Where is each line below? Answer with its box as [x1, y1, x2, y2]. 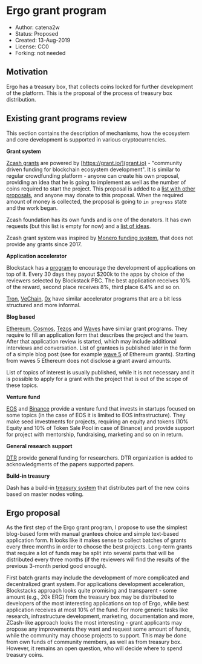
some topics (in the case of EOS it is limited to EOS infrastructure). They [6, 411, 186, 418]
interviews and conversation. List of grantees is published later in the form [6, 344, 192, 351]
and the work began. [6, 204, 58, 212]
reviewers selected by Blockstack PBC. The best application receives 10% [6, 276, 191, 284]
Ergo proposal [6, 507, 60, 518]
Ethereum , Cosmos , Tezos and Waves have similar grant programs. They [6, 325, 187, 332]
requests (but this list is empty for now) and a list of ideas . [6, 222, 151, 230]
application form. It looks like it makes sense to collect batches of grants [6, 536, 187, 544]
